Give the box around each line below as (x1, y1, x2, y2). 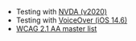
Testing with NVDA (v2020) (15, 7, 107, 16)
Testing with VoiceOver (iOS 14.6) (15, 15, 128, 25)
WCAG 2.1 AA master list (15, 24, 97, 33)
